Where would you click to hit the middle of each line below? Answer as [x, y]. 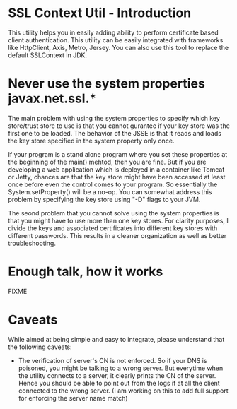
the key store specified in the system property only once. [91, 141]
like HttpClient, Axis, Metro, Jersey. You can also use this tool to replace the [118, 47]
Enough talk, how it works [86, 272]
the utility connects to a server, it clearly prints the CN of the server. [117, 375]
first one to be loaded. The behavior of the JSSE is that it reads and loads [115, 133]
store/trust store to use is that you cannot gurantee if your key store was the [119, 126]
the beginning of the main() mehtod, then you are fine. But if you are [108, 162]
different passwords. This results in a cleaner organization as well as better [117, 235]
